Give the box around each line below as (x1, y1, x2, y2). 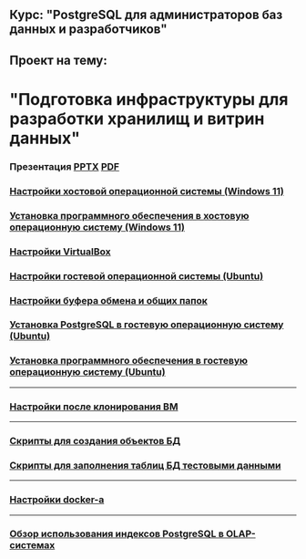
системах (9, 539, 56, 552)
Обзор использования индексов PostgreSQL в (9, 528, 225, 541)
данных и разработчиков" (9, 22, 168, 37)
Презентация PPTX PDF (9, 160, 120, 172)
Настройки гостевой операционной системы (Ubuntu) (9, 269, 264, 282)
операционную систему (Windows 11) (9, 221, 185, 233)
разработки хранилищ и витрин (9, 109, 265, 129)
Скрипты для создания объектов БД (9, 434, 181, 447)
